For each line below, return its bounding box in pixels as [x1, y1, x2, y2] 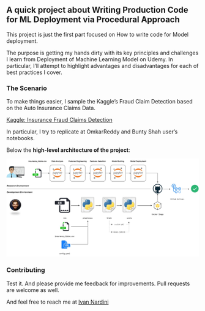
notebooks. [6, 135, 35, 142]
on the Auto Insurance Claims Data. [6, 104, 96, 112]
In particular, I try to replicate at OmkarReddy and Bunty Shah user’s [6, 128, 178, 135]
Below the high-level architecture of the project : [6, 146, 130, 154]
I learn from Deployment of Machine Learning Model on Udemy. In [6, 55, 173, 63]
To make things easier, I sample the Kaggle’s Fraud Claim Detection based [6, 98, 193, 105]
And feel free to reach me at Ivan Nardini [6, 298, 109, 305]
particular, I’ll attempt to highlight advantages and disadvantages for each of [6, 62, 199, 69]
